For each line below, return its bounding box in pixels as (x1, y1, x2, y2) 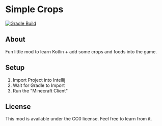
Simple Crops (5, 4, 64, 15)
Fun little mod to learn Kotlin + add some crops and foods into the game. (5, 48, 157, 54)
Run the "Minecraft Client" (12, 87, 68, 93)
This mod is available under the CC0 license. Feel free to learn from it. (5, 116, 152, 122)
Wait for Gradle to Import (12, 82, 65, 88)
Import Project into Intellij (12, 77, 65, 83)
